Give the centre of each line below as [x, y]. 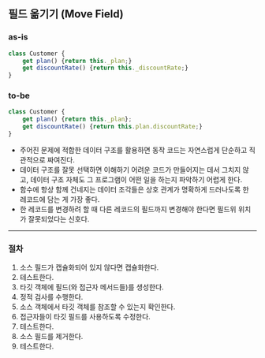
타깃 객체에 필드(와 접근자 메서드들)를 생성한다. [91, 287]
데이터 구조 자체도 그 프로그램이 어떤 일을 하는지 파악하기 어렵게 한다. [136, 179]
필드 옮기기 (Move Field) [66, 14]
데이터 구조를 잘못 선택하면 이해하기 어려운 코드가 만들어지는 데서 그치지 [130, 170]
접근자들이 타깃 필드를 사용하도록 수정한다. [85, 317]
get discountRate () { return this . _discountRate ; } [106, 68]
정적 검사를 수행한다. [51, 297]
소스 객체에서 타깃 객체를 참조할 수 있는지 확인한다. [97, 307]
